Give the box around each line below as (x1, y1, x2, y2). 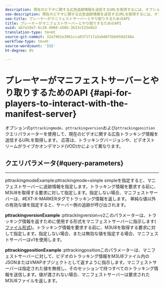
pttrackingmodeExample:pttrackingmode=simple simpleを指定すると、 (5, 177, 147, 183)
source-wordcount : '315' (5, 44, 56, 48)
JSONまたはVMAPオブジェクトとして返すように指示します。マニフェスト (5, 260, 153, 266)
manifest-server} (5, 108, 77, 119)
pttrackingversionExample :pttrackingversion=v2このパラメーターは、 (5, 212, 148, 218)
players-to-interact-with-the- (5, 98, 128, 109)
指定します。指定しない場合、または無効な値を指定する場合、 (13, 231, 138, 237)
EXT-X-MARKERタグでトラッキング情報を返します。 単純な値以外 (24, 196, 156, 202)
